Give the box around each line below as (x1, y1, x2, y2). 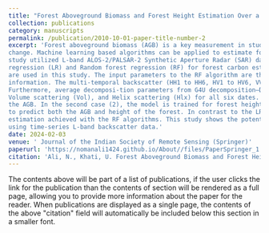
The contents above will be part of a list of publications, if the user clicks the (8, 175, 260, 184)
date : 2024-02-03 (8, 130, 66, 138)
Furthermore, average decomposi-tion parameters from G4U (8, 85, 206, 94)
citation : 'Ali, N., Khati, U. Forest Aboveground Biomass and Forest (8, 152, 249, 160)
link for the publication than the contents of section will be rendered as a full (8, 183, 259, 192)
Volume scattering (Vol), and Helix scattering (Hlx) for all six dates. (8, 93, 260, 101)
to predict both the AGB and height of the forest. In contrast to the (8, 109, 252, 116)
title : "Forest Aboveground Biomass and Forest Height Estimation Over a (8, 11, 260, 20)
